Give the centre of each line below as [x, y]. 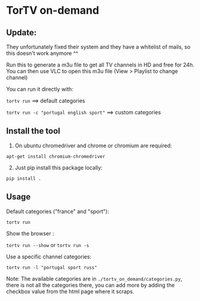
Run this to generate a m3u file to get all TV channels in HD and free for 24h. [100, 65]
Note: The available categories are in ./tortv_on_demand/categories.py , [94, 278]
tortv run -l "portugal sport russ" [52, 267]
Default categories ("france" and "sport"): [58, 211]
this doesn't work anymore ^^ [42, 53]
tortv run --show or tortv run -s [48, 245]
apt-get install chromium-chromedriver [56, 156]
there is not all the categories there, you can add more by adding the [90, 285]
